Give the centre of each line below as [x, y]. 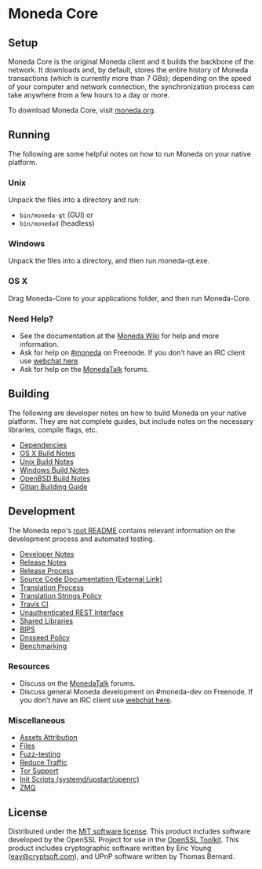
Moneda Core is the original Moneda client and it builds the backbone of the [131, 61]
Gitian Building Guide [53, 486]
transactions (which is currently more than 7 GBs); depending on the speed [130, 78]
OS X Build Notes [47, 453]
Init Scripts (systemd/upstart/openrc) [79, 779]
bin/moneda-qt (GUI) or [56, 215]
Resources [29, 666]
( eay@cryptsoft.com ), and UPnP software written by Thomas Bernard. [122, 856]
